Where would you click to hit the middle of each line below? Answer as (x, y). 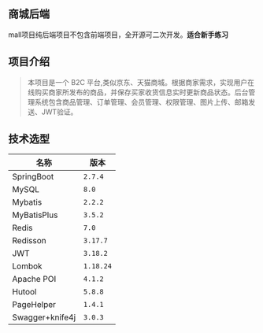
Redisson (29, 241)
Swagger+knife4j (44, 317)
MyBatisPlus (35, 215)
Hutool (24, 292)
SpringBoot (33, 177)
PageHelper (34, 305)
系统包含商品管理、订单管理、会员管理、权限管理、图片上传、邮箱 (141, 102)
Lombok (27, 266)
